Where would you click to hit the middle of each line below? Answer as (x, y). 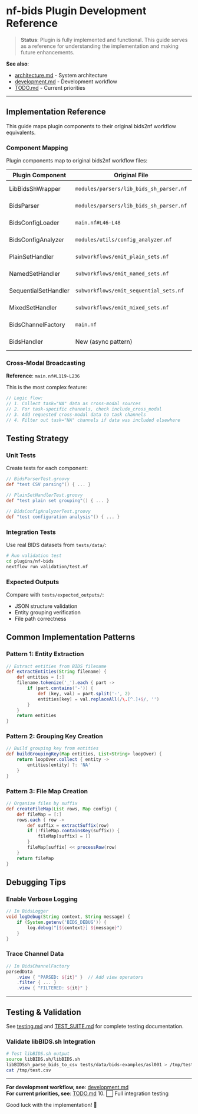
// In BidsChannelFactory (38, 966)
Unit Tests (21, 455)
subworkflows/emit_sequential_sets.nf (130, 291)
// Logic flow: (25, 398)
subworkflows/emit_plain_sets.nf (122, 257)
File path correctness (40, 618)
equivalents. (21, 132)
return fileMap (35, 858)
